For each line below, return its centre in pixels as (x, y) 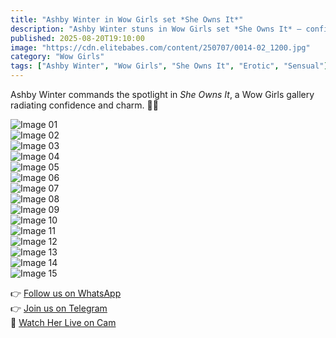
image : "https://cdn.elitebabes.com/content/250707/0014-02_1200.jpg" (160, 47)
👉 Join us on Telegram (59, 308)
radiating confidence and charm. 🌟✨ (84, 105)
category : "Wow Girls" (57, 57)
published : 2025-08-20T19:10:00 (77, 38)
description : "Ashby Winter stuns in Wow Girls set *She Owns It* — (156, 29)
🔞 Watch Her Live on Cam (63, 322)
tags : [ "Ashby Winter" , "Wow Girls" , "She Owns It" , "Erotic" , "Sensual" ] (169, 66)
